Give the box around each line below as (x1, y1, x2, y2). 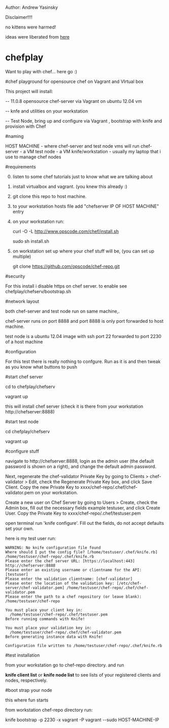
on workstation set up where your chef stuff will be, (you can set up (12, 248, 155, 254)
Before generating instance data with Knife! (5, 634, 103, 639)
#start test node (5, 418, 39, 425)
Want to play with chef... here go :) (5, 68, 78, 74)
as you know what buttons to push (5, 363, 78, 370)
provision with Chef (5, 123, 46, 129)
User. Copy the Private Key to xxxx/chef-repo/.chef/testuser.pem (5, 510, 141, 516)
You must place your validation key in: (5, 625, 92, 630)
